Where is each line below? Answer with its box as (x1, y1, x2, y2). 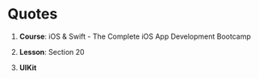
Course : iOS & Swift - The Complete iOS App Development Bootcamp (19, 31, 251, 41)
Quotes (7, 5, 58, 23)
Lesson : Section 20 (19, 47, 86, 56)
